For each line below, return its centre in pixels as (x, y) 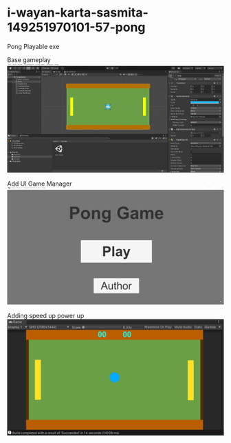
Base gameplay (29, 59)
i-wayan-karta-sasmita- (78, 13)
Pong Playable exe (33, 46)
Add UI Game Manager (40, 184)
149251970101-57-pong (76, 27)
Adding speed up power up (46, 315)
